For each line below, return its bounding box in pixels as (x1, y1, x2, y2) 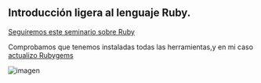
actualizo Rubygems (8, 50, 74, 60)
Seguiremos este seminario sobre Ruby (8, 27, 136, 36)
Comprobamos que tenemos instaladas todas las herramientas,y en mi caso (8, 42, 253, 52)
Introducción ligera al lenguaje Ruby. (8, 6, 191, 20)
